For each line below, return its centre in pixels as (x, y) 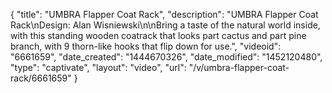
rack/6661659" (41, 78)
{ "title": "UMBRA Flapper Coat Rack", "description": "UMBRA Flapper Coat (164, 14)
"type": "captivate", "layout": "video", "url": (98, 67)
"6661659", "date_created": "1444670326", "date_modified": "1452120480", (166, 57)
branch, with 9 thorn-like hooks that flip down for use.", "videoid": (146, 46)
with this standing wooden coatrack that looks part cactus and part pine (158, 35)
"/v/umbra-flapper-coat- (239, 67)
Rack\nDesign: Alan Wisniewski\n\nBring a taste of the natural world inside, (165, 25)
